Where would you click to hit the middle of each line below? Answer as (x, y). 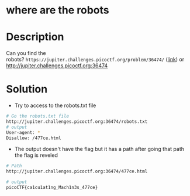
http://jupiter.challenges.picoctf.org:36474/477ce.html (77, 171)
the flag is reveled (36, 155)
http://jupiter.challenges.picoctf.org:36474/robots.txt (77, 121)
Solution (27, 89)
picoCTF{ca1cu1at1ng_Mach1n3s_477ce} (52, 188)
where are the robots (58, 10)
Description (35, 37)
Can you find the (26, 53)
